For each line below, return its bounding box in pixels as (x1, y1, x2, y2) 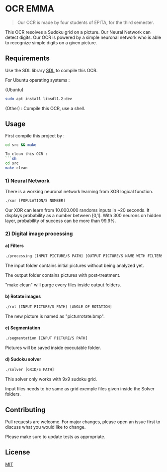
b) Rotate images (5, 293, 41, 299)
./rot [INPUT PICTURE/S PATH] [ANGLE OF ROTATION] (5, 304, 112, 309)
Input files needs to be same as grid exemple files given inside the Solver (5, 386, 155, 392)
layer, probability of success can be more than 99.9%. (5, 218, 116, 224)
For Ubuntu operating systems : (5, 77, 70, 83)
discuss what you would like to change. (5, 424, 86, 430)
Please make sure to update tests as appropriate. (5, 434, 106, 440)
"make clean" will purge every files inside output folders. (5, 282, 121, 288)
